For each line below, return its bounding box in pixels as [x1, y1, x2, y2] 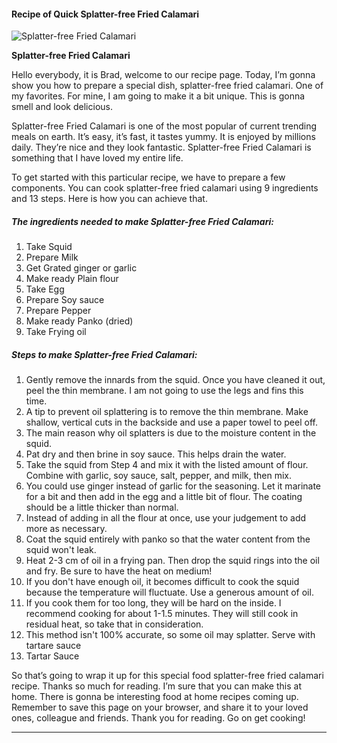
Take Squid [25, 241, 73, 253]
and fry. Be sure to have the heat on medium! [25, 565, 213, 577]
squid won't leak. [25, 544, 97, 556]
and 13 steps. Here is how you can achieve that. [11, 193, 208, 205]
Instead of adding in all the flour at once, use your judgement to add [25, 512, 307, 524]
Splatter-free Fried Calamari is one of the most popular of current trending [11, 120, 318, 132]
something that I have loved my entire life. [11, 152, 184, 164]
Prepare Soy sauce [25, 294, 105, 306]
